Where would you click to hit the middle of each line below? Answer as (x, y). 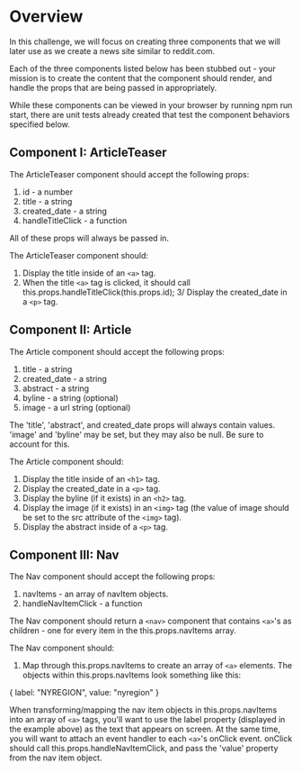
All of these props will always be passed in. (89, 238)
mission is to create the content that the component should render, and (141, 77)
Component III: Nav (64, 554)
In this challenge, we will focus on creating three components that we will (145, 41)
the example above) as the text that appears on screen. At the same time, (145, 729)
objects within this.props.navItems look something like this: (132, 675)
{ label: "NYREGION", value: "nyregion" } (84, 693)
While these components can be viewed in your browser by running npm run (151, 104)
